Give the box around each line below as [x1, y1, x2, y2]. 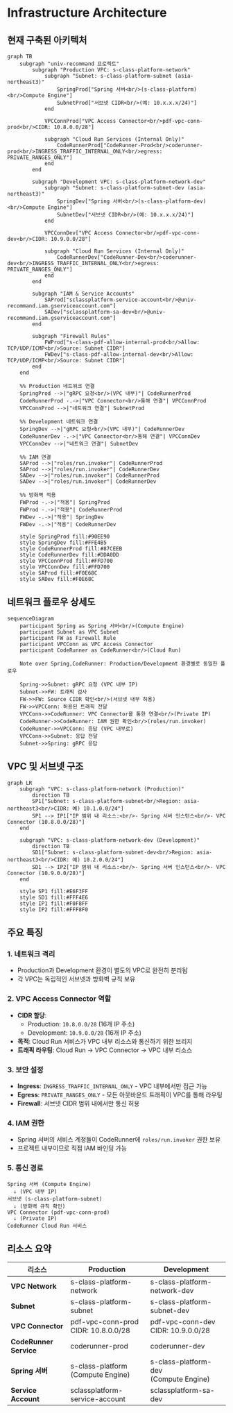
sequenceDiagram [7, 615, 54, 622]
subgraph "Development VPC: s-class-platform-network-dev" [32, 178, 207, 185]
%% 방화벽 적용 [19, 491, 56, 498]
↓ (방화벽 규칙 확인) [13, 1203, 66, 1210]
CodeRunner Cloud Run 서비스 [7, 1222, 87, 1229]
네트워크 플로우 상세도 [7, 596, 96, 608]
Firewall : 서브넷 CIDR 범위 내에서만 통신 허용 [17, 1099, 140, 1108]
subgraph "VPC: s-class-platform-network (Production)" [19, 786, 185, 793]
